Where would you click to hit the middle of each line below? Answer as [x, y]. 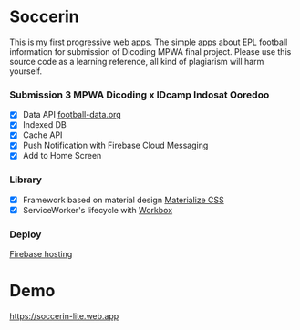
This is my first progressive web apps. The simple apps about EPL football [149, 42]
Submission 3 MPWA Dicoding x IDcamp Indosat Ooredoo [140, 95]
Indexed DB [44, 125]
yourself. [26, 71]
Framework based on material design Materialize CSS [124, 200]
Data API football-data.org [72, 115]
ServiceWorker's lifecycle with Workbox [98, 210]
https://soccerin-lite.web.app [64, 316]
